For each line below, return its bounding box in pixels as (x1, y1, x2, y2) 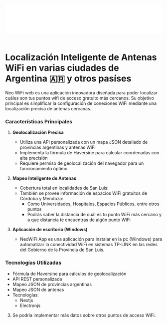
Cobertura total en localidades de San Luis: (19, 185, 109, 191)
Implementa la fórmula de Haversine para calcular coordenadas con (19, 150, 160, 156)
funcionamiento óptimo (19, 166, 68, 172)
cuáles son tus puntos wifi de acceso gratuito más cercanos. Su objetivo (5, 95, 155, 101)
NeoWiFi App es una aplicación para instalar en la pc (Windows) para (19, 236, 163, 242)
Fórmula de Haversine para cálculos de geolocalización (12, 271, 127, 277)
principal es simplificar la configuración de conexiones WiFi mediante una (5, 100, 157, 106)
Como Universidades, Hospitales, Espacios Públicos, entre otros (27, 201, 160, 207)
